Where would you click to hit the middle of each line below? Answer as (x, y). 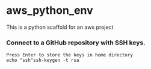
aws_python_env (50, 10)
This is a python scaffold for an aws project (60, 27)
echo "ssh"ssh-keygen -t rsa (43, 61)
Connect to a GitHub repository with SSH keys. (76, 43)
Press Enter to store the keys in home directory (70, 55)
